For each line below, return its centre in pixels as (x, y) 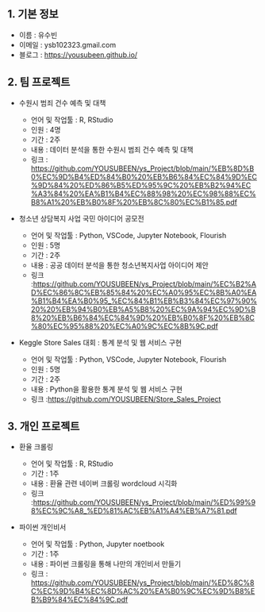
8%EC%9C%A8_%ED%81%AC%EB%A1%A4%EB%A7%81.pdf (134, 511)
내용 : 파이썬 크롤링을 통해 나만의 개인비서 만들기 (106, 564)
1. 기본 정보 (33, 14)
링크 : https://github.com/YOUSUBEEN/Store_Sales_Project (126, 398)
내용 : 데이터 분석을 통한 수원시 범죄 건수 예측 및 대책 (112, 149)
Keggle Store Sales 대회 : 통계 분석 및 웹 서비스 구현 (100, 342)
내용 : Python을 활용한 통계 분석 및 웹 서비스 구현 (107, 389)
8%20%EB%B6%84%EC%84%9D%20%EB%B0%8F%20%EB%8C (143, 318)
